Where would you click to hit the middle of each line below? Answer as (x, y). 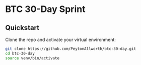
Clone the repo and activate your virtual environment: (60, 39)
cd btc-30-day (20, 53)
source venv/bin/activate (32, 58)
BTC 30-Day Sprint (45, 9)
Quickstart (22, 28)
